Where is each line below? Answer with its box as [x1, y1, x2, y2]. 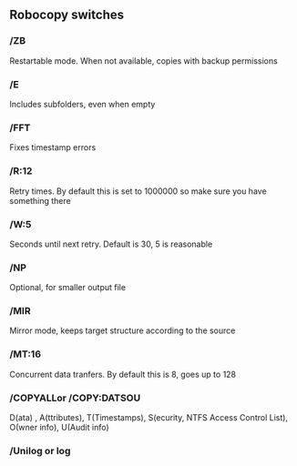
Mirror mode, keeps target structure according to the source [9, 325, 236, 336]
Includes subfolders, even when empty [9, 98, 156, 109]
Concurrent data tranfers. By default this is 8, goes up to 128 [9, 369, 237, 380]
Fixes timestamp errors [9, 142, 97, 153]
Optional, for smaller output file [9, 282, 126, 293]
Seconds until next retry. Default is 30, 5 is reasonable [9, 238, 213, 249]
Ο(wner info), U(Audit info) [9, 422, 109, 433]
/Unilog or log [9, 444, 71, 457]
